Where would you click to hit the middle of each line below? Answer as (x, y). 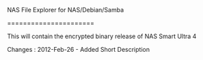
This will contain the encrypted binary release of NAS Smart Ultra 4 (102, 36)
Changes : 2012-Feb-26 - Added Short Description (79, 49)
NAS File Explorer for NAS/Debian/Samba (66, 10)
